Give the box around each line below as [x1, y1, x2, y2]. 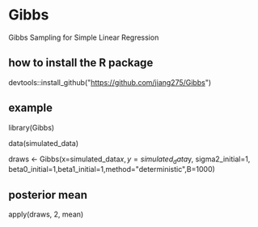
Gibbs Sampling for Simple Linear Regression [8, 32, 159, 42]
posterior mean [8, 188, 87, 202]
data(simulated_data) [8, 138, 79, 148]
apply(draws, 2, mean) [8, 209, 84, 220]
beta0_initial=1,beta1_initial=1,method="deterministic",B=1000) [8, 165, 216, 174]
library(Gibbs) [8, 122, 55, 132]
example [8, 101, 53, 115]
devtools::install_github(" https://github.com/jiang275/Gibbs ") [8, 77, 212, 87]
